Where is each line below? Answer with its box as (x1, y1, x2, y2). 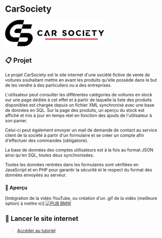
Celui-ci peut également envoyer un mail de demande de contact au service (5, 127, 157, 133)
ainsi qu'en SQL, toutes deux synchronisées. (5, 152, 94, 158)
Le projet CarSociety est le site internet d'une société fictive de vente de (5, 72, 150, 78)
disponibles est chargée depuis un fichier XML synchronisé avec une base (5, 102, 155, 108)
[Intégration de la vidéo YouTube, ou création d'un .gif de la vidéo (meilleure (5, 195, 157, 201)
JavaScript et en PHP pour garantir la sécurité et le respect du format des (5, 167, 152, 173)
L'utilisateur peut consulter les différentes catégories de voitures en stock (5, 91, 152, 97)
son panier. (5, 117, 28, 123)
